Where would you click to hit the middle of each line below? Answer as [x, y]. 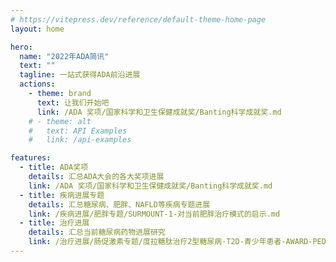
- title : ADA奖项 [54, 167]
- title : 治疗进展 [54, 223]
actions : [37, 84]
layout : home [37, 29]
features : [31, 158]
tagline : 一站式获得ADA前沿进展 [80, 75]
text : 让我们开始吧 [73, 102]
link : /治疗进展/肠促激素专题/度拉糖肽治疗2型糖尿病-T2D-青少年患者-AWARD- [170, 242]
